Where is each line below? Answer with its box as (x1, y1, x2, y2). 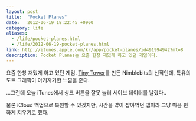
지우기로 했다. (17, 109, 49, 116)
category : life (6, 25, 44, 31)
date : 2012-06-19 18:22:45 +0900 (6, 19, 94, 25)
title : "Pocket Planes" (6, 14, 67, 20)
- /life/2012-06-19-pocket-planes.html (11, 42, 110, 48)
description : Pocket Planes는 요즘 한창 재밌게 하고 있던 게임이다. (6, 52, 158, 58)
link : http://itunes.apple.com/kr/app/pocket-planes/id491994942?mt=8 (6, 47, 184, 53)
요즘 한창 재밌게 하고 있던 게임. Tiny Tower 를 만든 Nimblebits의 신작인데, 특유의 (6, 69, 191, 76)
